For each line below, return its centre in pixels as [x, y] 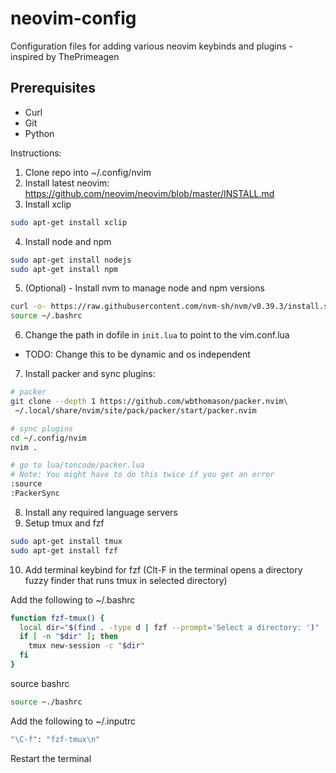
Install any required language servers [101, 512]
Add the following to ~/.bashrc [73, 599]
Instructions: [36, 153]
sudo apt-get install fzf [64, 550]
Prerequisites [53, 88]
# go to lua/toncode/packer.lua [77, 465]
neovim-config [73, 18]
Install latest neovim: [67, 183]
